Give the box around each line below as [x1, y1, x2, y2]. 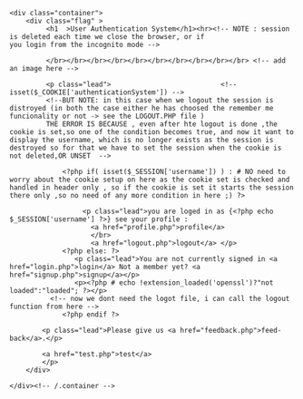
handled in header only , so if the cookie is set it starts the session [9, 183, 295, 192]
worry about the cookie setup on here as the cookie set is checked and [9, 175, 290, 184]
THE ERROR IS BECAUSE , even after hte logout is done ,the [45, 120, 279, 129]
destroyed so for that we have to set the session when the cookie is [9, 143, 282, 152]
